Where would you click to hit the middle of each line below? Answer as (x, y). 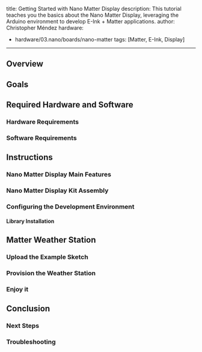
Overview (25, 64)
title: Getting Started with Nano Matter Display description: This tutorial (94, 9)
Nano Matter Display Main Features (59, 175)
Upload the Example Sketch (47, 257)
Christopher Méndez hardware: (45, 28)
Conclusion (28, 309)
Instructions (29, 158)
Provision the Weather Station (51, 273)
